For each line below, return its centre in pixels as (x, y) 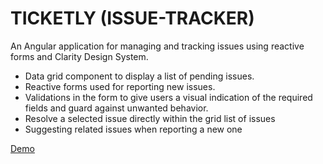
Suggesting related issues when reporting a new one (133, 129)
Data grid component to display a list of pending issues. (139, 76)
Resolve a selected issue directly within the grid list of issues (150, 118)
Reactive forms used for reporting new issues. (120, 86)
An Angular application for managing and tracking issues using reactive (157, 46)
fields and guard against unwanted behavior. (116, 108)
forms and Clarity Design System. (79, 56)
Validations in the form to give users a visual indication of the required (168, 97)
